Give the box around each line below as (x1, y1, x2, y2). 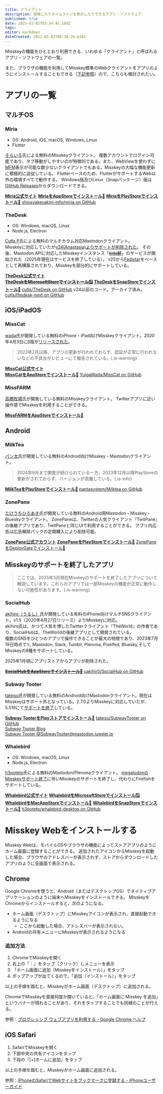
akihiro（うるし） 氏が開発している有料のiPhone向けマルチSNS (5, 611, 130, 617)
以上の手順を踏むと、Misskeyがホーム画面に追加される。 (5, 1067, 119, 1073)
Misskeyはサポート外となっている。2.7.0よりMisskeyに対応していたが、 (5, 699, 149, 705)
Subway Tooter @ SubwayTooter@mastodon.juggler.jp (5, 731, 113, 737)
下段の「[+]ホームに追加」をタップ (12, 1056, 82, 1062)
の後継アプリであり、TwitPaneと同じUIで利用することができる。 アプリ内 (5, 523, 152, 528)
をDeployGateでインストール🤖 (5, 545, 66, 551)
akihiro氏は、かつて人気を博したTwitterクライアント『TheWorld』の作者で (5, 623, 154, 629)
